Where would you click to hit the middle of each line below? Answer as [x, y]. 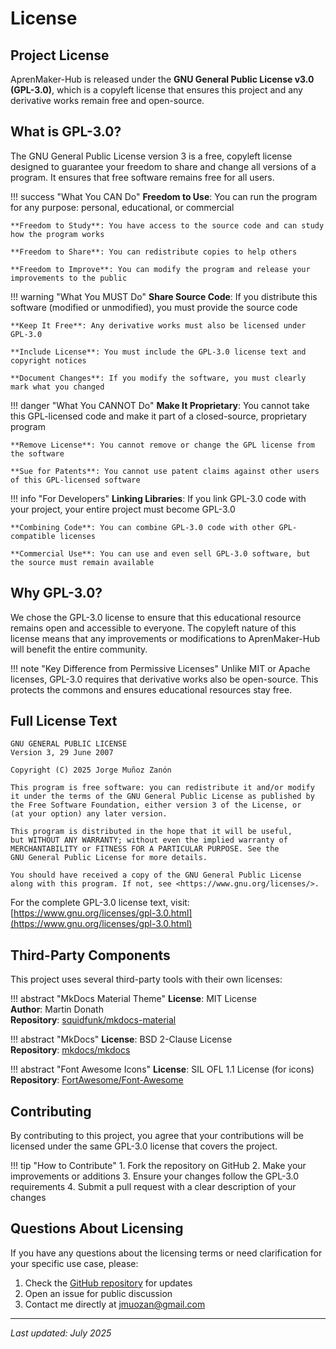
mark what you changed [57, 387]
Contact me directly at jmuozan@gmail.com [115, 1304]
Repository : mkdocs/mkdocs [70, 1050]
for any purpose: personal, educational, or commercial [122, 207]
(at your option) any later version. [89, 814]
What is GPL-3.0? [66, 132]
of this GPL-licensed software [75, 480]
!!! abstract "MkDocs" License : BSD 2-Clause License [121, 1039]
